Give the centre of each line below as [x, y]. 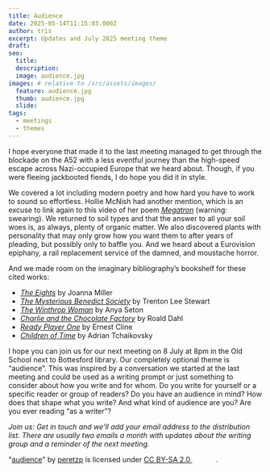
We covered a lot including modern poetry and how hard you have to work [132, 192]
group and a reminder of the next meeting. [79, 444]
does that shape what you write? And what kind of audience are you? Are [130, 402]
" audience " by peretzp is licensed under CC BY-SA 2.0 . [114, 459]
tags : [17, 114]
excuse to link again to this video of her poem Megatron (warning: [118, 210]
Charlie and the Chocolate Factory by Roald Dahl [102, 318]
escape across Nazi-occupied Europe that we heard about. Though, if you [132, 168]
